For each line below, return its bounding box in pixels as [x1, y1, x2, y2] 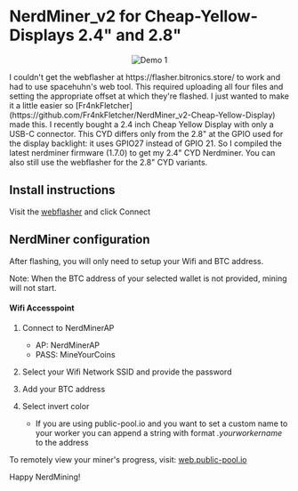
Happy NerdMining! [9, 471, 81, 482]
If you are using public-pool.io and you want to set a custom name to [35, 418, 288, 429]
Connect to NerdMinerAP [21, 322, 115, 333]
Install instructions [9, 182, 116, 197]
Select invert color [21, 400, 90, 411]
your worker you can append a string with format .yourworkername [35, 427, 283, 438]
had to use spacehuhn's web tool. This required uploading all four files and [9, 81, 284, 92]
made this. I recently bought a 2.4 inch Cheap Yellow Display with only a [9, 118, 274, 130]
